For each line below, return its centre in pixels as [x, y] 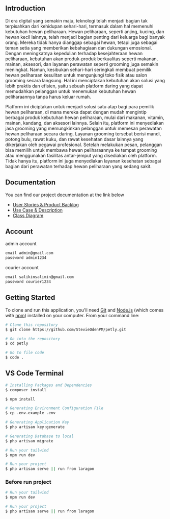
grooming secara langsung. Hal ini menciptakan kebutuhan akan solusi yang [85, 80]
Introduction [25, 8]
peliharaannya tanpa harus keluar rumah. [48, 97]
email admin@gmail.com [29, 253]
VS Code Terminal [34, 373]
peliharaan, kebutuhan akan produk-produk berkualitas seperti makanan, [82, 59]
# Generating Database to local [39, 436]
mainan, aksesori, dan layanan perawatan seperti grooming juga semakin [82, 64]
